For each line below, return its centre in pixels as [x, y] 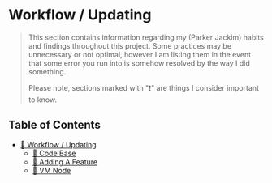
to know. [43, 100]
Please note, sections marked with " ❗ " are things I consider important [144, 87]
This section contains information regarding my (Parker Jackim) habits [146, 37]
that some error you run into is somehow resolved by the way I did [139, 63]
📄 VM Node [52, 170]
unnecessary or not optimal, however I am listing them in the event [140, 54]
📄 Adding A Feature [65, 162]
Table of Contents [55, 125]
